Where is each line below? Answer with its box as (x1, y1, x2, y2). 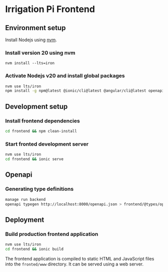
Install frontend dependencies (5, 117, 80, 124)
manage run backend (5, 197, 46, 202)
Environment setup (5, 24, 66, 32)
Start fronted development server (5, 141, 89, 148)
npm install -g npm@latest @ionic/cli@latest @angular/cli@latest (5, 88, 146, 93)
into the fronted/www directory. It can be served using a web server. (5, 261, 144, 267)
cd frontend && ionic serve (5, 157, 64, 162)
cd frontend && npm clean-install (5, 129, 77, 134)
